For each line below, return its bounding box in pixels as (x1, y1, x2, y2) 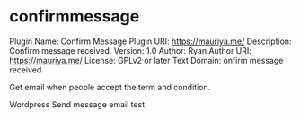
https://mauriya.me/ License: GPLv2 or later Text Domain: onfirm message (9, 55, 284, 65)
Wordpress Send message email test (9, 98, 146, 109)
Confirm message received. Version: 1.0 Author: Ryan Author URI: (9, 45, 251, 55)
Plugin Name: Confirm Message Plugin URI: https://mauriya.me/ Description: (9, 36, 292, 47)
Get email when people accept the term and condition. (9, 81, 211, 92)
